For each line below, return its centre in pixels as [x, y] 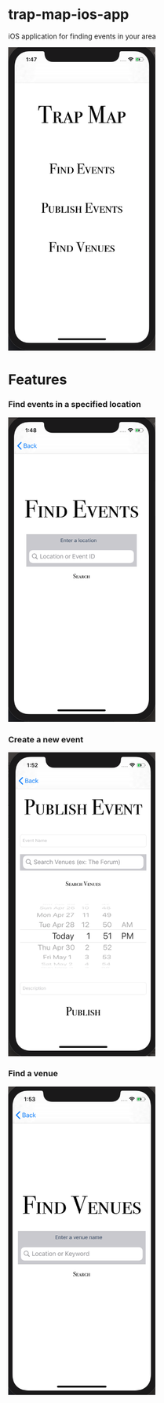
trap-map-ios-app [69, 15]
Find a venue [33, 1074]
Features [38, 380]
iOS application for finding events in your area [82, 36]
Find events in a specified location [75, 405]
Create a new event [46, 740]
